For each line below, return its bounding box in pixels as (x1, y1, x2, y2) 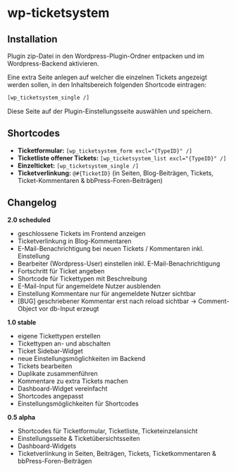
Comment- (198, 297, 230, 305)
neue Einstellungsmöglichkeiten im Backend (17, 354, 146, 362)
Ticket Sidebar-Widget (17, 346, 83, 355)
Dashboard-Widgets (17, 442, 77, 450)
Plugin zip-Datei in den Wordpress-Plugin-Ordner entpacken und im (7, 52, 204, 60)
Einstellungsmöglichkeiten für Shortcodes (17, 399, 139, 408)
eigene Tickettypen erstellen (17, 331, 101, 340)
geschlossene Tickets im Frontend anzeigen (17, 229, 146, 237)
